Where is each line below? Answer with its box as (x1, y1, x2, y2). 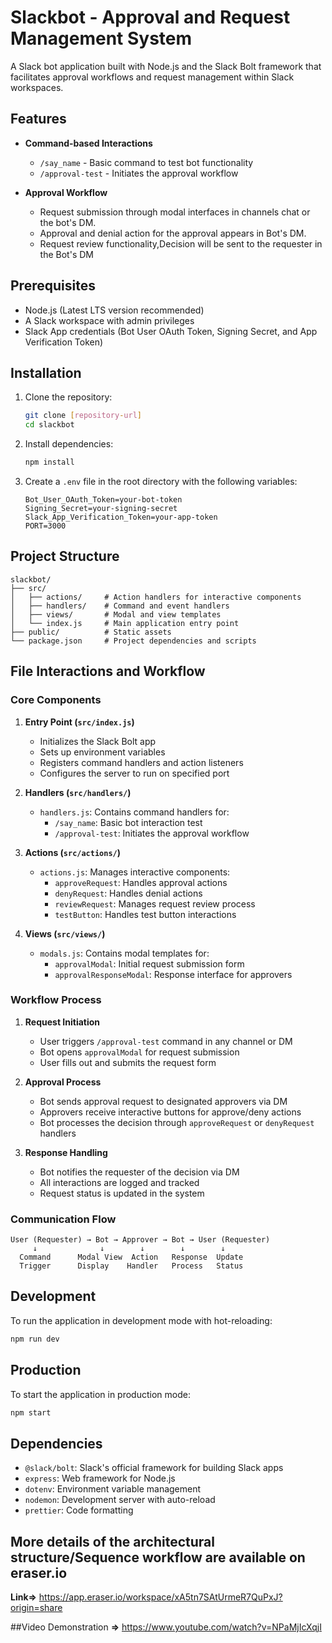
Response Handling (24, 1146, 108, 1158)
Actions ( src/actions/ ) (24, 846, 122, 858)
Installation (10, 364, 82, 381)
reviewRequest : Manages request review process (54, 897, 256, 910)
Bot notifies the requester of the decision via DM (39, 1166, 240, 1178)
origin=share (10, 1602, 63, 1614)
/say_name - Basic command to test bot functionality (39, 156, 254, 168)
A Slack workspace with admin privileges (24, 314, 195, 326)
